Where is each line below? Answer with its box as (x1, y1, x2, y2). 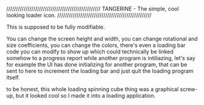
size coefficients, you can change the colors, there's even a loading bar (6, 42, 186, 49)
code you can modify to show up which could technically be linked (6, 48, 174, 55)
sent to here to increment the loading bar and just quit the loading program (6, 67, 194, 75)
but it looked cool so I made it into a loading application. (15, 92, 156, 99)
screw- (180, 86, 198, 93)
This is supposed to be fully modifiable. (6, 24, 105, 30)
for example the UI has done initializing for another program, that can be (6, 61, 188, 68)
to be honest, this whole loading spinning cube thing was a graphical (6, 86, 179, 93)
